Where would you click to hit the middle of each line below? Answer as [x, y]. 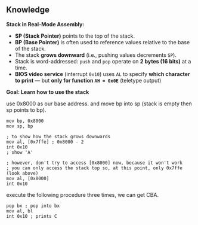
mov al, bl [20, 211]
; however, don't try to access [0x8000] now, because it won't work [95, 163]
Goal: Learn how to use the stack [48, 92]
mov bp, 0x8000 [25, 121]
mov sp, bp [20, 126]
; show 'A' [20, 152]
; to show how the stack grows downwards [58, 136]
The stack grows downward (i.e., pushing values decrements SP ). [96, 55]
